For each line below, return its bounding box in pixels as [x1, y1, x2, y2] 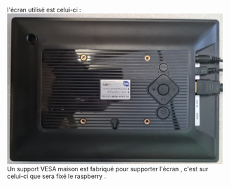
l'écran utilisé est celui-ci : [7, 6, 81, 14]
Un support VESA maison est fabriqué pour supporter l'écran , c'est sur [7, 164, 209, 173]
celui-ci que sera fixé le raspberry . [7, 172, 106, 180]
